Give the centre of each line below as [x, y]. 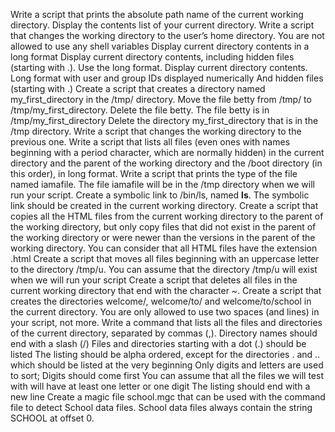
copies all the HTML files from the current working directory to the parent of [167, 216]
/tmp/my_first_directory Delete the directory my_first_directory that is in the [164, 120]
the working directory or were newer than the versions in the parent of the [163, 237]
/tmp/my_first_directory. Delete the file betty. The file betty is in [140, 110]
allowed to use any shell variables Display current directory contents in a [160, 46]
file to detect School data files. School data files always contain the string [161, 407]
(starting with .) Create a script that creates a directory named [138, 88]
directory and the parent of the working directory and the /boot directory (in [166, 163]
